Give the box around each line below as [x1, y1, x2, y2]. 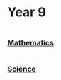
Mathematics [7, 38, 55, 47]
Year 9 [7, 4, 46, 21]
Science [7, 64, 37, 74]
